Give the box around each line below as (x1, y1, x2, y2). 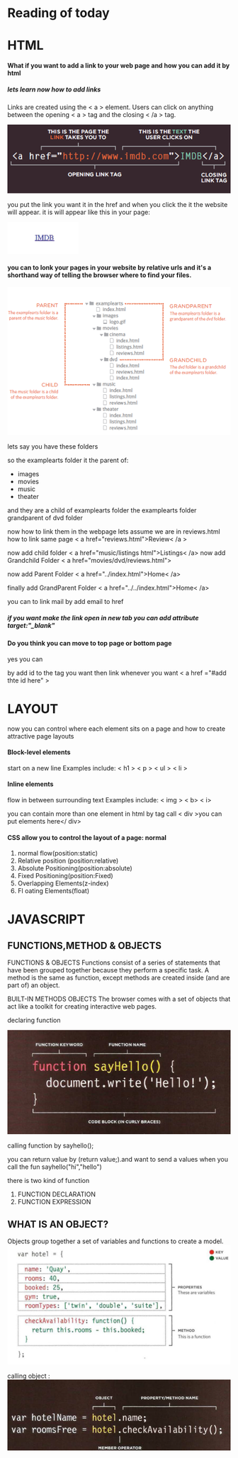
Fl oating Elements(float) (17, 887, 90, 895)
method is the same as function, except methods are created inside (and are (7, 973, 230, 982)
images (17, 470, 40, 478)
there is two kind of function (7, 1177, 90, 1185)
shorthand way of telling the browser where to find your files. (7, 271, 192, 279)
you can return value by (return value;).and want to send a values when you (7, 1155, 229, 1164)
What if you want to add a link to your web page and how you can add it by (7, 61, 230, 69)
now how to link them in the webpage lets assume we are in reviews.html (7, 527, 221, 536)
